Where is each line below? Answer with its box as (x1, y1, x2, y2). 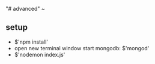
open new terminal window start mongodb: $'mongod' (14, 44, 150, 51)
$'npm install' (14, 38, 49, 45)
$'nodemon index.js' (14, 51, 65, 58)
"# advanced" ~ (5, 5, 46, 12)
